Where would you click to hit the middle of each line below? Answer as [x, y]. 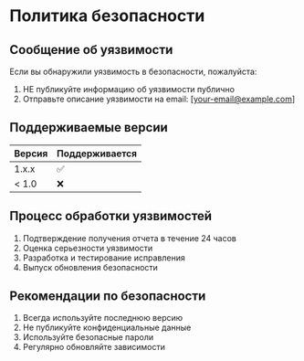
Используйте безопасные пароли [88, 337]
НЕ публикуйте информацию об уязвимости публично [129, 89]
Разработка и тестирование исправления [104, 258]
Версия [31, 154]
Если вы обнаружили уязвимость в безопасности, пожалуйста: [133, 71]
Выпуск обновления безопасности [90, 267]
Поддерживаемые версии [89, 127]
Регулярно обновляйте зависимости [94, 347]
